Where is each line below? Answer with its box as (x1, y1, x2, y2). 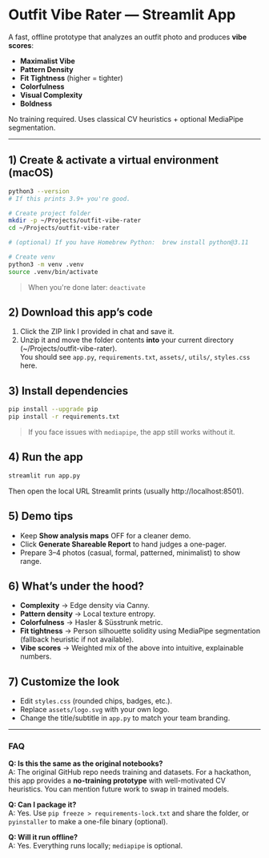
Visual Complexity (19, 90, 83, 99)
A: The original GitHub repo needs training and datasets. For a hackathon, (8, 767, 251, 777)
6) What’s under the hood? (8, 579, 144, 593)
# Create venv (8, 253, 56, 261)
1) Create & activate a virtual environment (8, 154, 219, 167)
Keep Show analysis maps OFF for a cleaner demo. (19, 530, 191, 540)
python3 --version (8, 187, 70, 195)
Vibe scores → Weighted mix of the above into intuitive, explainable (19, 643, 244, 653)
